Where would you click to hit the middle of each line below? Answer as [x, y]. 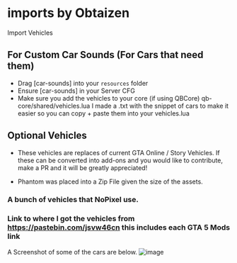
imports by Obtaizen [68, 13]
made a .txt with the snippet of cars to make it [162, 106]
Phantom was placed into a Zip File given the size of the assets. [110, 181]
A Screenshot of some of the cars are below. [73, 252]
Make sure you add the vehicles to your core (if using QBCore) [109, 98]
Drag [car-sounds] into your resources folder [83, 83]
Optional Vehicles [47, 136]
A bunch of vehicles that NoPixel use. [73, 200]
